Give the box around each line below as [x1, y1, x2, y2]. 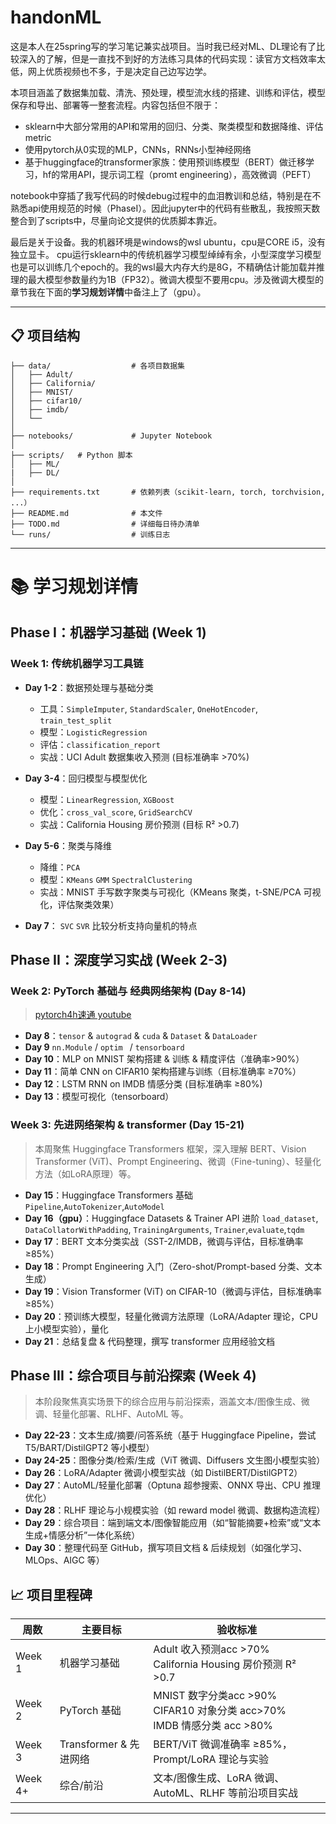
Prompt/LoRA [153, 1752, 217, 1766]
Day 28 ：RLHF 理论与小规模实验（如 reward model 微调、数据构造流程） [24, 1504, 326, 1516]
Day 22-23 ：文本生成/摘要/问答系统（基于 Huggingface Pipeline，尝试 [24, 1429, 317, 1441]
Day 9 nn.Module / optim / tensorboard [24, 1041, 185, 1053]
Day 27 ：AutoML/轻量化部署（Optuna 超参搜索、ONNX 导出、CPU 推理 [24, 1479, 321, 1491]
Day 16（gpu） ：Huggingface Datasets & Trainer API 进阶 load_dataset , [24, 1212, 319, 1224]
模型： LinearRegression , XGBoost [39, 793, 175, 805]
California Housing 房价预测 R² [153, 1657, 297, 1671]
